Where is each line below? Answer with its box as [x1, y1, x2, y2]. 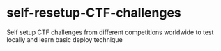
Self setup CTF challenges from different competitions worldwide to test [6, 28, 214, 36]
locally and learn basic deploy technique [6, 35, 123, 43]
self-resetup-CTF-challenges [6, 5, 182, 21]
